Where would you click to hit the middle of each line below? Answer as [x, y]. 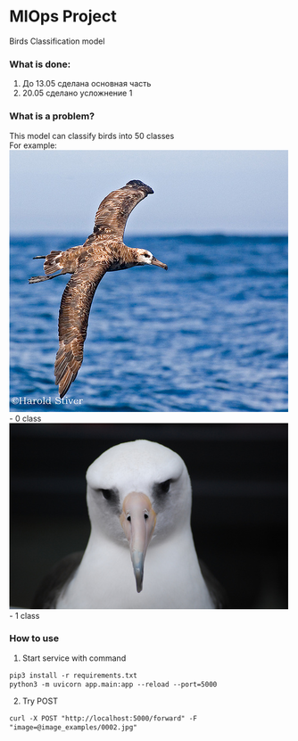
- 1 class [25, 615]
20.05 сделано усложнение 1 [77, 93]
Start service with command [74, 658]
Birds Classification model [57, 41]
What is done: [40, 64]
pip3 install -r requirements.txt [74, 675]
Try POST [40, 701]
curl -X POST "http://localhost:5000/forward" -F [103, 718]
